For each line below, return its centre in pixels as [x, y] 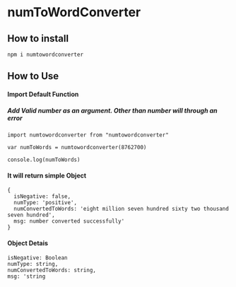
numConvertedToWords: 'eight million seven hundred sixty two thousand [122, 209]
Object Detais [28, 243]
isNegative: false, [42, 197]
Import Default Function [43, 94]
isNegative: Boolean [38, 258]
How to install [38, 39]
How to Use [33, 76]
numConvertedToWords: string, [52, 270]
